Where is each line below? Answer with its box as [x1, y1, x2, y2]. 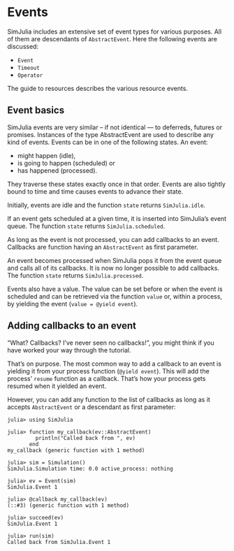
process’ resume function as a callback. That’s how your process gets [7, 374, 206, 382]
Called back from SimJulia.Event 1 [7, 538, 111, 545]
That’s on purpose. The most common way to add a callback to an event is [7, 359, 222, 368]
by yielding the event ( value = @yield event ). [7, 299, 138, 308]
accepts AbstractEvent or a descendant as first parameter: [7, 403, 176, 411]
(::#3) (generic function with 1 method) [7, 501, 130, 509]
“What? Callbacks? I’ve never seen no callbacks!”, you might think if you [7, 338, 214, 347]
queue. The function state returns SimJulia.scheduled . [7, 222, 166, 230]
